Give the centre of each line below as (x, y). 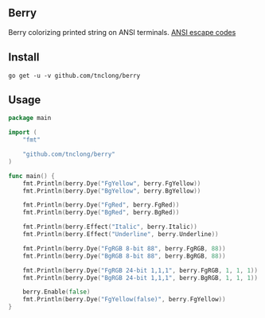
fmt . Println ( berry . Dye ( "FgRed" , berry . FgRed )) (101, 205)
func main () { (32, 176)
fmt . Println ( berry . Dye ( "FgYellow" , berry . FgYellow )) (112, 183)
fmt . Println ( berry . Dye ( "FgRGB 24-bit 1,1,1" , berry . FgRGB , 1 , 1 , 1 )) (140, 270)
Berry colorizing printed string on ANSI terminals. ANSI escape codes (122, 32)
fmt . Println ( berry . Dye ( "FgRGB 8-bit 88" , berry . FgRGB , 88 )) (124, 248)
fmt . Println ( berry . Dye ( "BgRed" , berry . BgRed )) (101, 213)
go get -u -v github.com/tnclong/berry (74, 76)
